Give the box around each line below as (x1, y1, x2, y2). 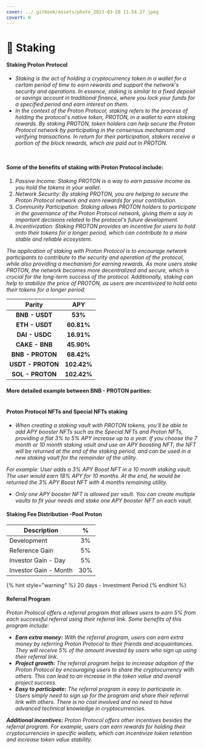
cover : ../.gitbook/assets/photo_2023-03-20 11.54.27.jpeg (6, 9, 159, 15)
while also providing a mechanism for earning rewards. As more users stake (6, 260, 197, 267)
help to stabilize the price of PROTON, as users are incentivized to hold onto (6, 280, 197, 287)
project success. (15, 678, 57, 686)
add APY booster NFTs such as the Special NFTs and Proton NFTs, (15, 428, 183, 435)
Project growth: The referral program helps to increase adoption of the (15, 659, 194, 666)
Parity (25, 300, 44, 309)
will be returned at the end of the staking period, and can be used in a (15, 447, 191, 455)
